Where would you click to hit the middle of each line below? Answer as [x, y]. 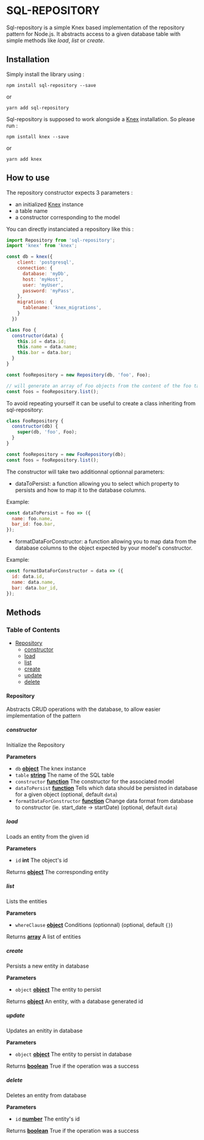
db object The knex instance [50, 769]
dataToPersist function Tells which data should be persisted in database [106, 788]
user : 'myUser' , [43, 285]
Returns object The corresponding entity [57, 872]
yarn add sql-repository [38, 108]
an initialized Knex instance [49, 204]
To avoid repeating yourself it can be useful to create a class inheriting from [101, 403]
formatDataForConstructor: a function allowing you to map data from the [106, 542]
